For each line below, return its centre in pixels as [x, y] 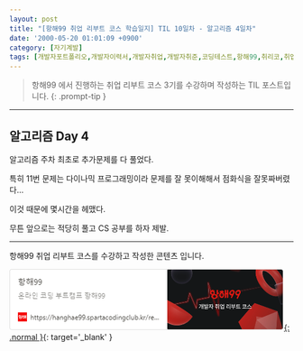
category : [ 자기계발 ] [46, 48]
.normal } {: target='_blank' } [61, 337]
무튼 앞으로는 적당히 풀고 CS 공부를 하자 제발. [89, 228]
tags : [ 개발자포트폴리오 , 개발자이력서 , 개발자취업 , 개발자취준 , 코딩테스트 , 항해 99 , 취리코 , [147, 57]
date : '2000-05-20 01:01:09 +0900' [76, 38]
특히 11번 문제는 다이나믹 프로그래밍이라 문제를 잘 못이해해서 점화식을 [131, 178]
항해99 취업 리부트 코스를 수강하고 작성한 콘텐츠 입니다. [107, 255]
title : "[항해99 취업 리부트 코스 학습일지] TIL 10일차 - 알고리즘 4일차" [133, 28]
